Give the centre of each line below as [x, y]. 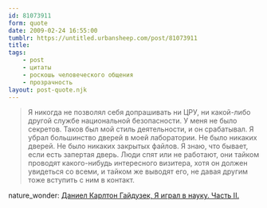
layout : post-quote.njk [48, 90]
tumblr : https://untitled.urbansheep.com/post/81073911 [103, 38]
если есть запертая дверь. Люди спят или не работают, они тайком [143, 155]
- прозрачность [48, 82]
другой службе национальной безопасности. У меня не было [132, 121]
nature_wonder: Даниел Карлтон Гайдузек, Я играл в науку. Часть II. [124, 195]
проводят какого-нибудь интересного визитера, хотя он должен [138, 163]
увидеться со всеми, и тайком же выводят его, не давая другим [138, 171]
